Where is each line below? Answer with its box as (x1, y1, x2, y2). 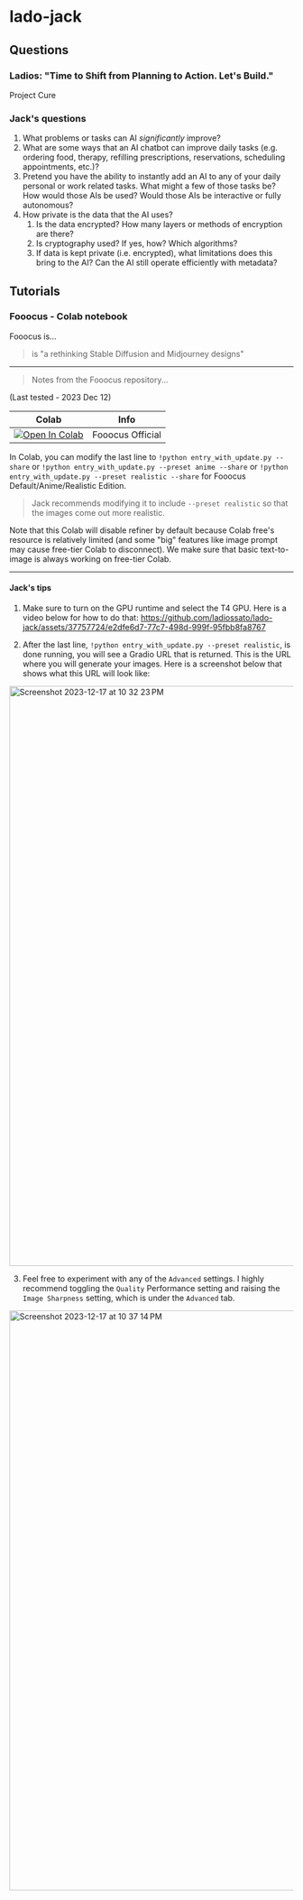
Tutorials (9, 283, 60, 298)
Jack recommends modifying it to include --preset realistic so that (31, 498, 289, 509)
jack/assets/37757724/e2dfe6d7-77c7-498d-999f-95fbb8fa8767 (22, 622, 266, 633)
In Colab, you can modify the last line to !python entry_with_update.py (9, 451, 272, 462)
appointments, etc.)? (22, 161, 99, 172)
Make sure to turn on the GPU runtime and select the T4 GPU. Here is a (22, 602, 287, 614)
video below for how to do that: (22, 612, 139, 623)
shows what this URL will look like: (22, 668, 151, 679)
